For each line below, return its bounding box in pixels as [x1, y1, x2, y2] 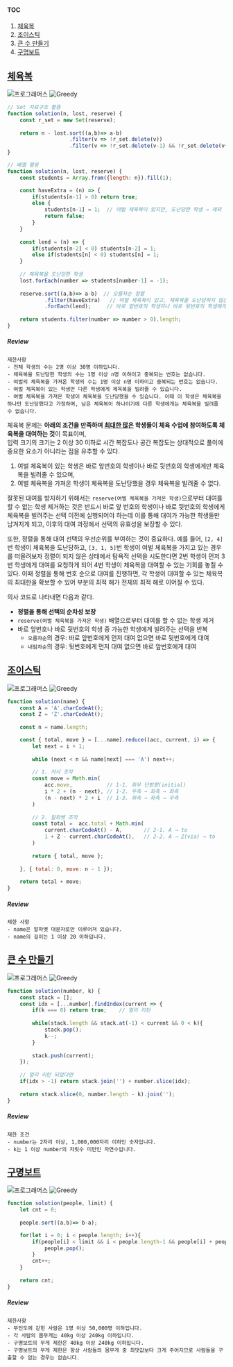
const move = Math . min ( [32, 775, 101, 782]
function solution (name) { [7, 698, 85, 705]
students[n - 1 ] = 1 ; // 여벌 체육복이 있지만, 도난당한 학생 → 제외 [44, 206, 222, 213]
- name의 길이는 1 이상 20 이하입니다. [7, 934, 106, 941]
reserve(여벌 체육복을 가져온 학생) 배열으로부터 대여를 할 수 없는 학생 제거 [17, 616, 214, 624]
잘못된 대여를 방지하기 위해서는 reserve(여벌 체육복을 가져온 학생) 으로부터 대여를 [7, 494, 223, 502]
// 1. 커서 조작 [32, 769, 74, 775]
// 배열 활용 [7, 162, 40, 169]
